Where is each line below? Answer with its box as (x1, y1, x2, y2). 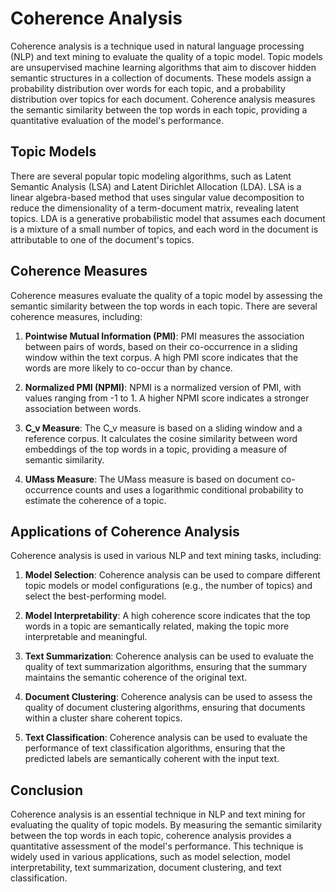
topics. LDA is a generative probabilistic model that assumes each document (10, 212, 326, 224)
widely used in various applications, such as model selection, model (10, 851, 291, 863)
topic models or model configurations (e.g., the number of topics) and (24, 580, 313, 592)
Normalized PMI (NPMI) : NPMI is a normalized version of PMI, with (24, 381, 302, 393)
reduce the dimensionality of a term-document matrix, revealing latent (10, 202, 300, 214)
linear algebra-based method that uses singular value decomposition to (10, 191, 305, 203)
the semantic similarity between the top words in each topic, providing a (10, 103, 308, 116)
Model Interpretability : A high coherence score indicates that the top (24, 610, 311, 622)
